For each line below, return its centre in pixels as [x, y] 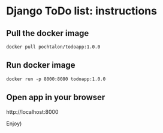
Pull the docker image [48, 33]
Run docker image [41, 65]
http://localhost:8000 [32, 111]
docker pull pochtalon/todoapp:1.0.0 [53, 47]
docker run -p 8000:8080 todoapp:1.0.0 [56, 79]
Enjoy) [14, 123]
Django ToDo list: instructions [82, 11]
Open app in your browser [56, 97]
